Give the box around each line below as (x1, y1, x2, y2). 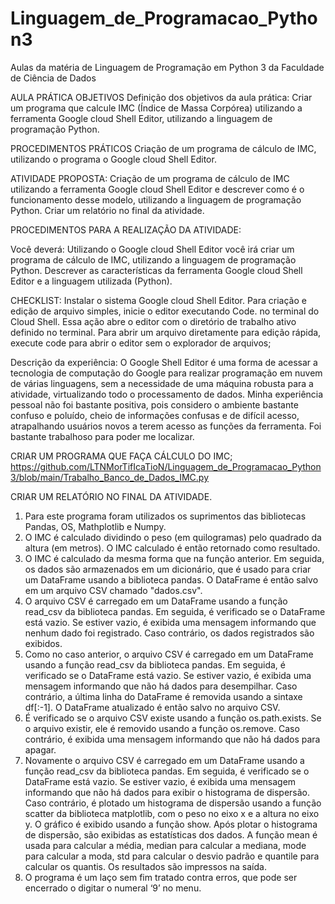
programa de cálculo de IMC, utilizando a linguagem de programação (10, 253, 297, 266)
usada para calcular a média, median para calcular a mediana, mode (24, 839, 307, 851)
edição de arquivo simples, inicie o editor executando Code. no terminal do (10, 305, 320, 317)
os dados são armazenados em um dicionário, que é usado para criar (24, 563, 312, 575)
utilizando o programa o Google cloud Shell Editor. (10, 153, 217, 165)
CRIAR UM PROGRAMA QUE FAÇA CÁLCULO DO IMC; (10, 450, 233, 462)
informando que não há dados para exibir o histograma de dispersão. (24, 786, 311, 798)
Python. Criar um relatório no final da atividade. (10, 204, 205, 216)
